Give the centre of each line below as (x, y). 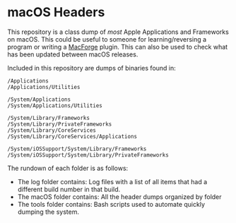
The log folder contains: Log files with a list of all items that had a (112, 181)
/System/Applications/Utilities (55, 106)
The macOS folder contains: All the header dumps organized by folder (119, 197)
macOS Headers (56, 12)
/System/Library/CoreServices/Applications (72, 136)
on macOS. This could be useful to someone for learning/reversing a (107, 39)
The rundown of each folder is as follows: (68, 168)
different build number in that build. (69, 189)
